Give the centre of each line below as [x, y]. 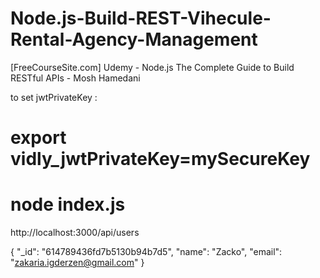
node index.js [68, 204]
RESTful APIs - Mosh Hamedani [75, 78]
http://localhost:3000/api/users [75, 233]
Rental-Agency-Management [134, 39]
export [38, 138]
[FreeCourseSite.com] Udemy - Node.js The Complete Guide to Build [152, 67]
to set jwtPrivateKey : [54, 97]
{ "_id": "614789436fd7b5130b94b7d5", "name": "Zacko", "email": [146, 252]
